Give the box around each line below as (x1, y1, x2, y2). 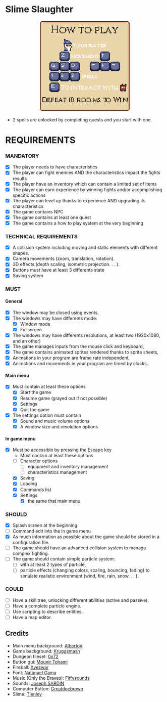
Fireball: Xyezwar (12, 664, 49, 670)
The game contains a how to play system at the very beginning (12, 220, 144, 226)
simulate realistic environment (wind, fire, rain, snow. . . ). (20, 573, 139, 579)
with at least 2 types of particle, (20, 561, 86, 567)
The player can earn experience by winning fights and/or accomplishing (12, 186, 162, 193)
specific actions (12, 192, 46, 198)
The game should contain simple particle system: (12, 556, 115, 562)
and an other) (12, 338, 41, 344)
